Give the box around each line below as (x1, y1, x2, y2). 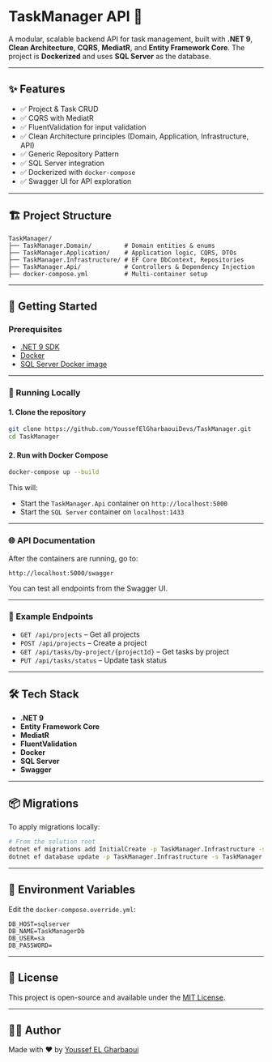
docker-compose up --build (8, 468, 100, 476)
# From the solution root (8, 838, 96, 846)
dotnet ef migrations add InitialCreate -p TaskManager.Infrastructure (8, 846, 255, 854)
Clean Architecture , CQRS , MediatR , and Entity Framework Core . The (8, 42, 245, 52)
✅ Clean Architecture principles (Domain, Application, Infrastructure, (19, 131, 249, 141)
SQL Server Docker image (19, 360, 108, 369)
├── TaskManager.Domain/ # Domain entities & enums (8, 241, 216, 250)
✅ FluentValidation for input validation (19, 122, 147, 132)
